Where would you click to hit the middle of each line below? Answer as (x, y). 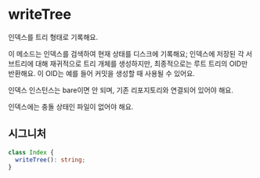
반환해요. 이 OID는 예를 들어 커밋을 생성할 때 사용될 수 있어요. (102, 73)
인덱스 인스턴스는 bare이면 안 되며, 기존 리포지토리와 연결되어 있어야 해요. (121, 90)
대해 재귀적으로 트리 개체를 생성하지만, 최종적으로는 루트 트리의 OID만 (141, 64)
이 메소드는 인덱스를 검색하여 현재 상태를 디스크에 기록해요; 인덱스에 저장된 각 (126, 53)
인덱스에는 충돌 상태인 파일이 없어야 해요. (71, 107)
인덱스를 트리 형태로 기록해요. (53, 37)
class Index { (31, 152)
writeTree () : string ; (51, 160)
